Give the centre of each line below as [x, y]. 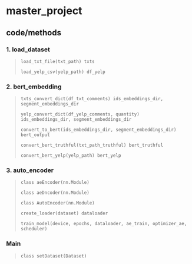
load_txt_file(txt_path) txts [58, 61]
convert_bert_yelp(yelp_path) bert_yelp [71, 156]
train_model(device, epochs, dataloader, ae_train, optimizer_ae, [104, 224]
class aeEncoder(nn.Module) [55, 183]
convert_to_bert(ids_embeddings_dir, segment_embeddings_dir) [98, 130]
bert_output [35, 135]
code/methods [34, 33]
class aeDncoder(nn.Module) [55, 193]
